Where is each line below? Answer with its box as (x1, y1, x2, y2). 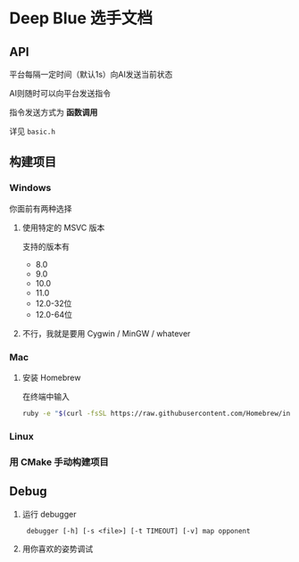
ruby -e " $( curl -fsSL (21, 409, 107, 417)
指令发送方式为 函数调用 (9, 107, 98, 117)
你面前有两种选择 (9, 202, 72, 214)
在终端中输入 (21, 391, 70, 401)
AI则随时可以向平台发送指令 (9, 88, 112, 98)
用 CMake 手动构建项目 (9, 456, 109, 468)
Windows (9, 182, 52, 194)
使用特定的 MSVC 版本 (21, 222, 105, 233)
